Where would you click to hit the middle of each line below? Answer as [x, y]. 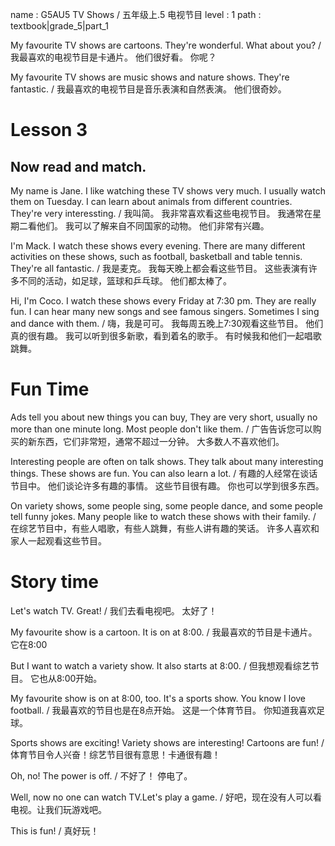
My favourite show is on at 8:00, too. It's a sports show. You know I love [158, 698]
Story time [54, 582]
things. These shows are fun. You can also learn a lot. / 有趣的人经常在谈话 [164, 473]
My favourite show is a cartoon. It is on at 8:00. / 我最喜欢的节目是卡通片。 [164, 632]
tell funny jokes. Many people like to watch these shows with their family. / [163, 516]
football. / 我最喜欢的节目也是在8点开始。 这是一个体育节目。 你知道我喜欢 [163, 710]
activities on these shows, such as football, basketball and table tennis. [156, 256]
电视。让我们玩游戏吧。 [58, 809]
